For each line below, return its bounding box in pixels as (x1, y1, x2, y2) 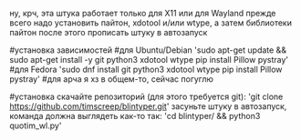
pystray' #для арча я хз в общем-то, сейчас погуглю (9, 74, 214, 85)
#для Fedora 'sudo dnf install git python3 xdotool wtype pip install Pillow (9, 64, 283, 75)
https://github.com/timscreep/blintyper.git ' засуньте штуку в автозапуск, (9, 101, 287, 112)
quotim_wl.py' (9, 120, 62, 131)
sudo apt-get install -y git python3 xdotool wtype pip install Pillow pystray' (9, 55, 289, 65)
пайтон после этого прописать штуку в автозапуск (9, 27, 208, 37)
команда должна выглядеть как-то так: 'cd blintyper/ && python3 (9, 111, 261, 121)
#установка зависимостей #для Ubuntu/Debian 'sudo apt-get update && (9, 45, 287, 55)
